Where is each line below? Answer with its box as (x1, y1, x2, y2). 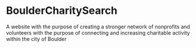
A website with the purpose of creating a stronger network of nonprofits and (6, 23, 190, 30)
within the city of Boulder (6, 35, 67, 42)
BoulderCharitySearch (6, 4, 118, 17)
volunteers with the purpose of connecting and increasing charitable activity (6, 29, 190, 36)
